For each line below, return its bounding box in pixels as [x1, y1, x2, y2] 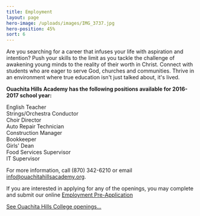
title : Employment [6, 8, 53, 15]
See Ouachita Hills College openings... [6, 203, 102, 211]
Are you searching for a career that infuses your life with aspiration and [6, 48, 184, 55]
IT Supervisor [6, 155, 40, 162]
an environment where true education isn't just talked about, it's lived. [6, 74, 180, 81]
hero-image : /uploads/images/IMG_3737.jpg [6, 20, 115, 26]
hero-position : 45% [6, 25, 56, 32]
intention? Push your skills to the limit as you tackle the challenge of [6, 54, 175, 62]
